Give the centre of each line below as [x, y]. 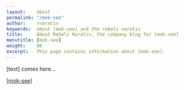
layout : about [28, 12]
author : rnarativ [33, 23]
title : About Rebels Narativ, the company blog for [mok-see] [93, 35]
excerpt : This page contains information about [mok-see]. [86, 52]
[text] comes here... [31, 69]
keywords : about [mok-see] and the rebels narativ [73, 29]
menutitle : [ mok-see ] [34, 40]
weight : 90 [24, 46]
